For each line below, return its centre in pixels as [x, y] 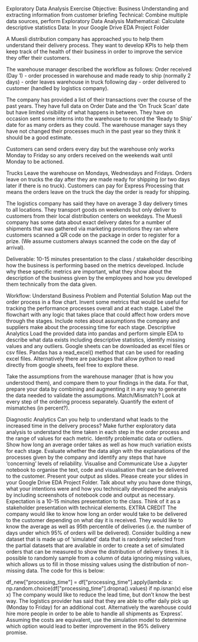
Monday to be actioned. [35, 162]
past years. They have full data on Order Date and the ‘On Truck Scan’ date [98, 106]
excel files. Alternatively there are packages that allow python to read [90, 359]
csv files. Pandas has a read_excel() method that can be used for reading [95, 352]
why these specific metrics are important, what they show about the [89, 272]
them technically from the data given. [52, 284]
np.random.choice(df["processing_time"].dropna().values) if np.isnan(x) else [99, 588]
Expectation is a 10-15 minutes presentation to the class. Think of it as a [93, 501]
